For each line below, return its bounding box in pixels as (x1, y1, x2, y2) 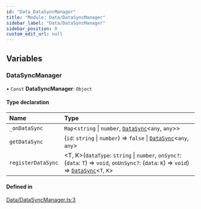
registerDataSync (9, 160, 59, 166)
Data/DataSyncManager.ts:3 (6, 196, 76, 204)
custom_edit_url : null (6, 31, 63, 37)
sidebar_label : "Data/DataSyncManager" (6, 20, 106, 26)
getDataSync (9, 139, 44, 145)
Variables (6, 53, 43, 64)
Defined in (6, 183, 33, 190)
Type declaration (6, 98, 50, 106)
